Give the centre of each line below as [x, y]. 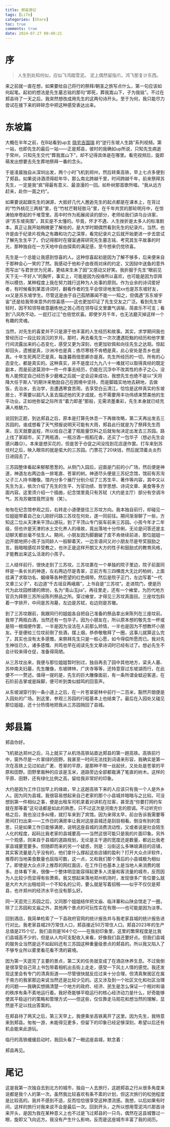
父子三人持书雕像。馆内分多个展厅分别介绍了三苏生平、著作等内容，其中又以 [85, 479]
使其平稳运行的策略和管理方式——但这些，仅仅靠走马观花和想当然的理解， [83, 999]
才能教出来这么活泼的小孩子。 [36, 554]
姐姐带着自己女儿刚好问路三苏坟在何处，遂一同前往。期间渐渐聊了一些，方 [87, 516]
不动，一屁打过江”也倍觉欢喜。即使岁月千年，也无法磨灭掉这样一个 [95, 314]
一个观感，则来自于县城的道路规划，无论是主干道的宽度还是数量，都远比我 [83, 839]
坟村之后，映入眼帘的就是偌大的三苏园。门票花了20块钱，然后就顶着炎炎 [81, 450]
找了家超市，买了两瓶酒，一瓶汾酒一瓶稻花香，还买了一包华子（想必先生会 [87, 437]
